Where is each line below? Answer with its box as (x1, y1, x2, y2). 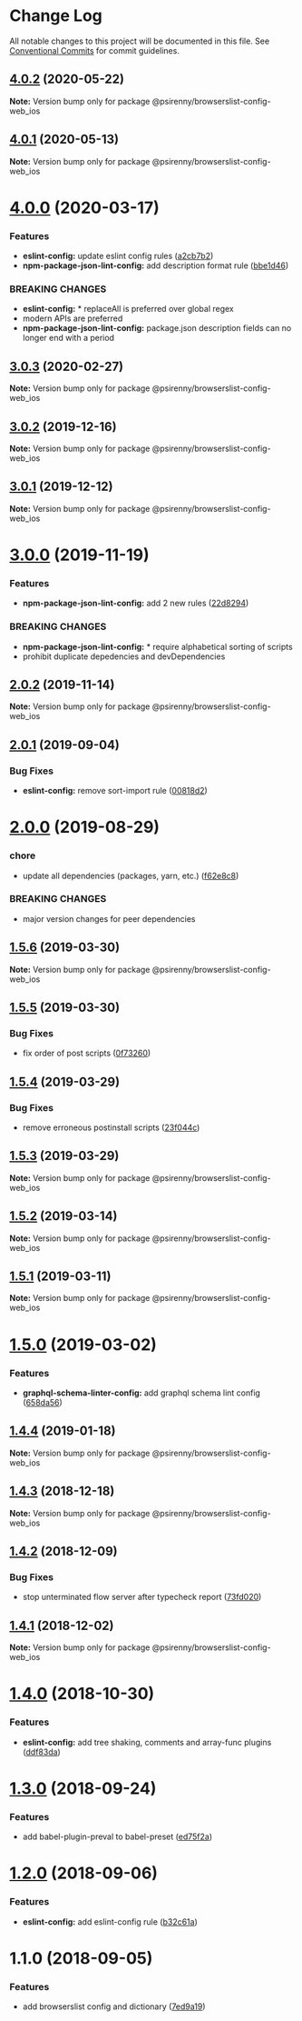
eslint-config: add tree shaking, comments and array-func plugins (22, 1736, 272, 1747)
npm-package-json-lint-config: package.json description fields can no (22, 323, 292, 334)
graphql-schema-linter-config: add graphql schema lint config (22, 1387, 261, 1398)
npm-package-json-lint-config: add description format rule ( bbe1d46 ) (22, 260, 289, 271)
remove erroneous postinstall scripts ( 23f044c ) (22, 1122, 200, 1133)
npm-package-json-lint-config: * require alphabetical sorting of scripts (22, 641, 293, 652)
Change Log (9, 5, 102, 26)
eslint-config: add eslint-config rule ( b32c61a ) (22, 1916, 198, 1927)
